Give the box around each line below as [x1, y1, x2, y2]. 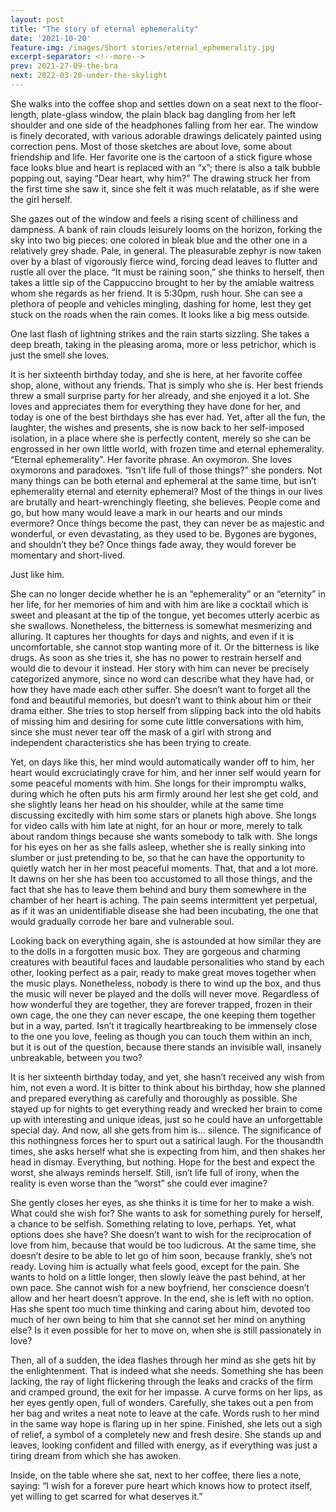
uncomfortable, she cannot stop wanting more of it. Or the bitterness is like [10, 641, 320, 653]
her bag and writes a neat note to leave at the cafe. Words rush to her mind [10, 1407, 320, 1419]
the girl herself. [10, 193, 73, 205]
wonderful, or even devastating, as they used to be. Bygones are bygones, [10, 527, 317, 540]
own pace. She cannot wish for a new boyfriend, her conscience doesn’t [10, 1281, 310, 1293]
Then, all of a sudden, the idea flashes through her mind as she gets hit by [10, 1354, 317, 1366]
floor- [299, 97, 323, 110]
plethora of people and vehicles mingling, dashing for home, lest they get [10, 297, 312, 310]
